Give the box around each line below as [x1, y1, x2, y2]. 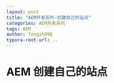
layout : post [6, 8, 39, 15]
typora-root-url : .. [6, 37, 59, 43]
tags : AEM [6, 25, 32, 32]
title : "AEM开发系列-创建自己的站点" [6, 15, 92, 21]
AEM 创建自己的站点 [6, 65, 108, 79]
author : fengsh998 [6, 32, 53, 38]
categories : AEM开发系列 [6, 20, 65, 26]
